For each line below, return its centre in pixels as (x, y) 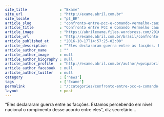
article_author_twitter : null (39, 73)
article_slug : (34, 23)
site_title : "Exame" (42, 9)
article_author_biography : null (39, 59)
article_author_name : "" (37, 50)
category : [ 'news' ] (43, 77)
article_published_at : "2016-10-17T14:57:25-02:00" (64, 41)
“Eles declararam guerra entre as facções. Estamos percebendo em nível (79, 104)
